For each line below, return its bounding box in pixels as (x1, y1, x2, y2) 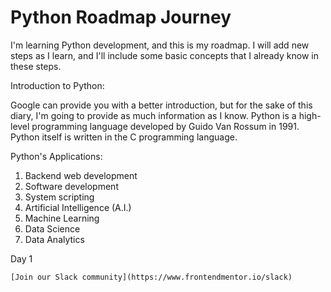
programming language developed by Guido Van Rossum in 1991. (31, 120, 300, 132)
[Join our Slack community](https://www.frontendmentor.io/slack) (10, 272, 293, 282)
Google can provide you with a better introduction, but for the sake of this (10, 99, 313, 111)
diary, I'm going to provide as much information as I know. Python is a (10, 109, 297, 121)
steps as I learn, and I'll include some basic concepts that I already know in (10, 49, 319, 61)
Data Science (24, 222, 81, 235)
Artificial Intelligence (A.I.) (24, 201, 132, 213)
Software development (24, 180, 119, 192)
